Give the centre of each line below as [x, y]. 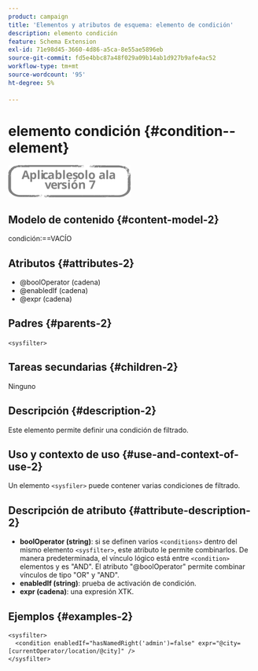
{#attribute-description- [190, 510]
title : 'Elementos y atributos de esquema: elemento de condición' [121, 25]
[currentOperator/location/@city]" [66, 651]
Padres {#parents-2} [60, 323]
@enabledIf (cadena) [54, 291]
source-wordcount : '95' [47, 75]
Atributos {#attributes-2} [72, 263]
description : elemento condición [63, 33]
